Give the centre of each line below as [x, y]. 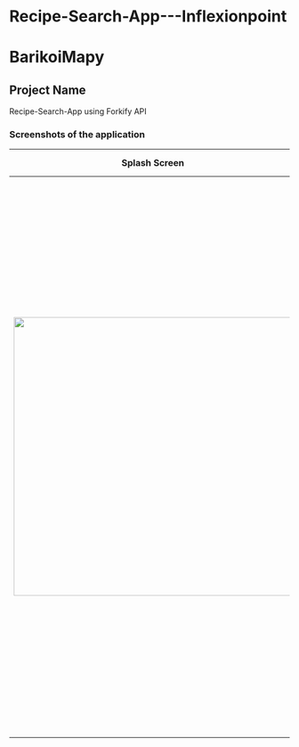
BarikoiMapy [57, 57]
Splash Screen [153, 163]
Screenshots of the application [77, 135]
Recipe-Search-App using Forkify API [78, 111]
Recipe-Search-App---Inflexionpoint [148, 16]
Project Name [48, 90]
